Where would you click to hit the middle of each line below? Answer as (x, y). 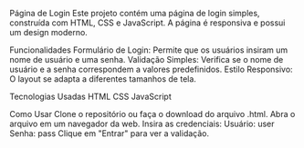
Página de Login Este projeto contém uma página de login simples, (135, 13)
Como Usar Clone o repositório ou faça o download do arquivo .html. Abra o (152, 114)
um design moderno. (49, 32)
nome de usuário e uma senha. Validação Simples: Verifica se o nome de (147, 59)
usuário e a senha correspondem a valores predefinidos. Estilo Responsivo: (152, 69)
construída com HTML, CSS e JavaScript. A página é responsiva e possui (147, 23)
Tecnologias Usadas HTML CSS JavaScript (90, 96)
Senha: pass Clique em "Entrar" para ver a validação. (110, 133)
